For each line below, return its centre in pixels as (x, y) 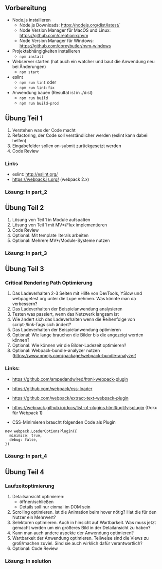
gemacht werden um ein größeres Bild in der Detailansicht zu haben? (81, 528)
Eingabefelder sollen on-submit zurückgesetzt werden (67, 146)
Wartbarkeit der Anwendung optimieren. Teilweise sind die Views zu (81, 538)
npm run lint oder (38, 82)
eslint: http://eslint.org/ (35, 174)
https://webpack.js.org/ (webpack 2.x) (50, 179)
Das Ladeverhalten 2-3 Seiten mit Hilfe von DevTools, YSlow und (77, 293)
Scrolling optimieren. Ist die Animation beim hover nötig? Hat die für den (84, 512)
